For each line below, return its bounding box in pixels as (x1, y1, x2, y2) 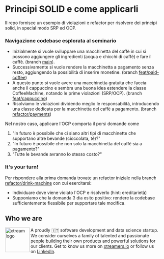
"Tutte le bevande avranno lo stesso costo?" (12, 151, 102, 157)
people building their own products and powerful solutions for (30, 238, 156, 244)
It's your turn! (5, 163, 39, 170)
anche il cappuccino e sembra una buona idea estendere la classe (12, 85, 146, 91)
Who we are (5, 214, 43, 223)
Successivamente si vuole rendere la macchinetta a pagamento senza (12, 64, 154, 70)
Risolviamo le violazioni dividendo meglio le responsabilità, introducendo (12, 101, 160, 107)
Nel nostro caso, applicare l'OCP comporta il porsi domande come (5, 121, 139, 127)
